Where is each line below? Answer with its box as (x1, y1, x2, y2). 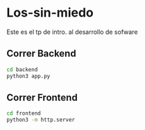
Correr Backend (6, 48, 77, 59)
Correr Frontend (6, 91, 78, 103)
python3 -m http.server (6, 116, 76, 124)
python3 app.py (6, 73, 51, 80)
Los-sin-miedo (6, 5, 94, 21)
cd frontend (6, 110, 41, 117)
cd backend (6, 66, 38, 73)
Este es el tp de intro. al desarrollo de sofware (6, 28, 138, 36)
